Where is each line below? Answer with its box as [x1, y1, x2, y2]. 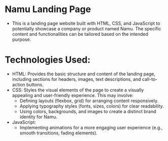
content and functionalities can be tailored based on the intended [12, 31, 149, 37]
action [12, 81, 26, 87]
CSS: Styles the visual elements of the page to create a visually [12, 87, 144, 93]
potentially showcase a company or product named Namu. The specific [12, 25, 161, 31]
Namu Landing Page [5, 4, 92, 15]
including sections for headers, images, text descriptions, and [12, 76, 141, 82]
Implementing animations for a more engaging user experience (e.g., [19, 124, 163, 130]
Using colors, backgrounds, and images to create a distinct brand [19, 108, 156, 114]
